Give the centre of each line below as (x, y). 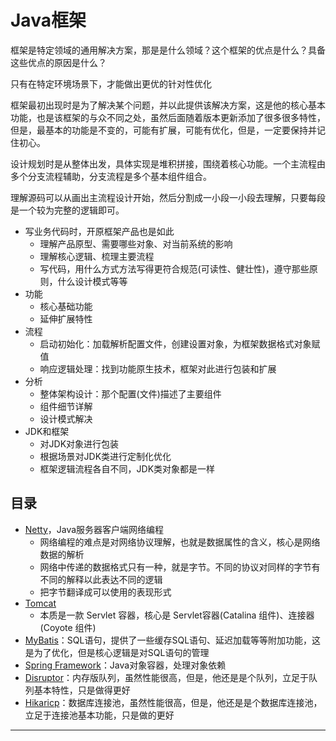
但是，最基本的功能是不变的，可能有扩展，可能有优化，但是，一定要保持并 (163, 130)
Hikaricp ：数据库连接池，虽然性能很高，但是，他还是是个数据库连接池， (173, 702)
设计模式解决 (66, 418)
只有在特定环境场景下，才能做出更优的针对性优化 (111, 83)
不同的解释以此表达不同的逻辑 (101, 579)
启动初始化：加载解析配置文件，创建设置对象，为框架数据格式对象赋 (180, 343)
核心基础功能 (66, 306)
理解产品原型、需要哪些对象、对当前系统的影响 (136, 243)
